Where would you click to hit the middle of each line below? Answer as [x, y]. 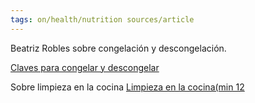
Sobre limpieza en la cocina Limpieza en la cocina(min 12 [127, 87]
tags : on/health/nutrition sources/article [102, 19]
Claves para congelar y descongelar [85, 67]
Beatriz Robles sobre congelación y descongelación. [118, 48]
